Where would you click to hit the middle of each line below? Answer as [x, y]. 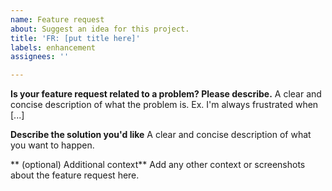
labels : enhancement [53, 47]
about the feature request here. [75, 175]
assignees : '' [40, 57]
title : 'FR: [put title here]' [75, 38]
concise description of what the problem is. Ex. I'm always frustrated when [164, 105]
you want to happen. [52, 145]
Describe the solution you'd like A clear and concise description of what [161, 135]
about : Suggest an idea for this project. [100, 29]
